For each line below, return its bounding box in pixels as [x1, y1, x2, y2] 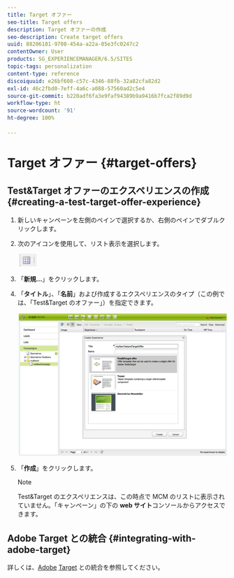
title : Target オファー [7, 11, 72, 18]
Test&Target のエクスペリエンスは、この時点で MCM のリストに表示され [17, 493, 225, 501]
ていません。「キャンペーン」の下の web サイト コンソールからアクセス [17, 501, 220, 510]
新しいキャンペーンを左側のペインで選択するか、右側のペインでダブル [17, 215, 219, 224]
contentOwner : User [7, 48, 64, 55]
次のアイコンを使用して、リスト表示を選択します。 [17, 239, 163, 247]
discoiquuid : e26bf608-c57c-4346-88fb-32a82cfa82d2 [7, 78, 161, 85]
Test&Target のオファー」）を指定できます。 [32, 298, 157, 307]
